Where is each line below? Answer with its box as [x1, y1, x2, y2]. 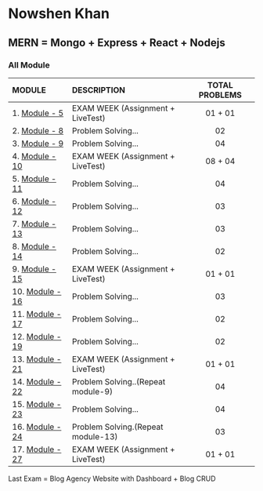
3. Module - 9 [12, 138, 64, 149]
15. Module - [12, 398, 62, 409]
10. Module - [12, 286, 62, 296]
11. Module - [12, 308, 62, 319]
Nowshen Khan [8, 5, 110, 23]
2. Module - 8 [12, 125, 64, 136]
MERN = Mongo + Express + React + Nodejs [8, 36, 225, 49]
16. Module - [12, 421, 62, 432]
